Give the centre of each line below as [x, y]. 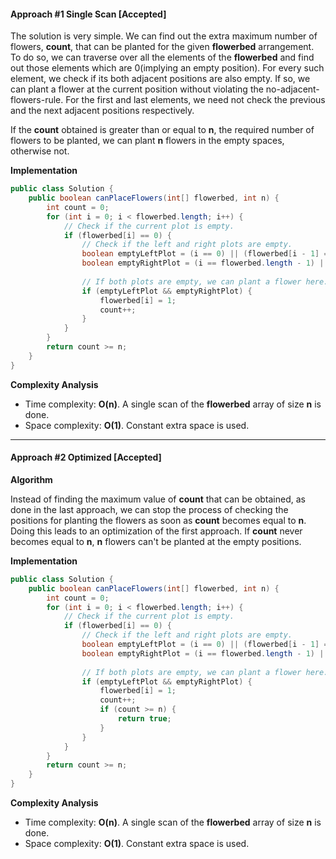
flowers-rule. [37, 100]
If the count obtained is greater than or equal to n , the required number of [162, 130]
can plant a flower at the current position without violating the [137, 89]
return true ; [144, 719]
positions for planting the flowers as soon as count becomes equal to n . [158, 520]
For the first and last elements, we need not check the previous [195, 100]
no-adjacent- [292, 89]
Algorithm [31, 479]
